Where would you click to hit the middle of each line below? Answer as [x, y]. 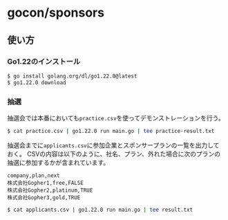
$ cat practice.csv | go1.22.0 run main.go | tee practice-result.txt [111, 131]
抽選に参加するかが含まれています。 [58, 162]
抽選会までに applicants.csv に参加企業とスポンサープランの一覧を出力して [113, 145]
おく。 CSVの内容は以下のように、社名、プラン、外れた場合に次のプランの [114, 154]
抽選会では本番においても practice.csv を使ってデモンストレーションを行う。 [116, 118]
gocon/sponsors [56, 13]
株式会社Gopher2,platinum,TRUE [50, 190]
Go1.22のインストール [44, 62]
